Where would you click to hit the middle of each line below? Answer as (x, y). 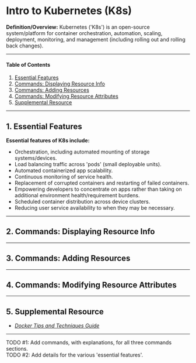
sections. (17, 349)
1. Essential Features (44, 126)
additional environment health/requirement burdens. (77, 195)
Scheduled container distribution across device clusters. (82, 201)
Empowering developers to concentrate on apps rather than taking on (98, 189)
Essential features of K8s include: (48, 140)
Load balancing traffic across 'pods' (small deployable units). (88, 164)
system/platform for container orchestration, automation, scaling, (84, 33)
